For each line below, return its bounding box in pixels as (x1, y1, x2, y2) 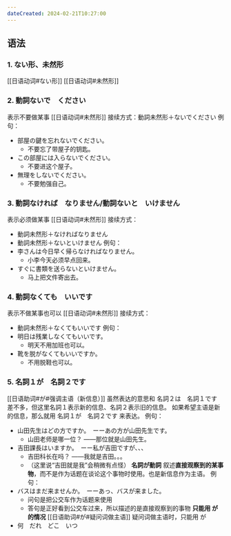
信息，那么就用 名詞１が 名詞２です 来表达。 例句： (12, 412, 163, 420)
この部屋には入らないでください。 (17, 153, 114, 162)
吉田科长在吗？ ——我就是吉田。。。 (27, 452, 126, 460)
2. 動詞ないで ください (7, 96, 86, 106)
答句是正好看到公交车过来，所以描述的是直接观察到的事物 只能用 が (27, 504, 219, 512)
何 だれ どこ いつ (17, 521, 78, 529)
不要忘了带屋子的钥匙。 (27, 144, 94, 153)
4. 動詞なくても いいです (7, 291, 93, 301)
